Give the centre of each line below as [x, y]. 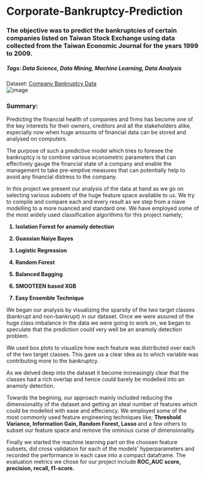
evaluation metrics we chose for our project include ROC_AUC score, [94, 462]
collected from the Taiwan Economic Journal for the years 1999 [102, 46]
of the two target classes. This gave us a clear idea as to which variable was [102, 355]
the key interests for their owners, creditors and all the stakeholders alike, [99, 126]
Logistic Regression [41, 250]
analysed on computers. [37, 139]
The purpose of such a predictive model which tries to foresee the [90, 151]
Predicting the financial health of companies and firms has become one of [100, 119]
